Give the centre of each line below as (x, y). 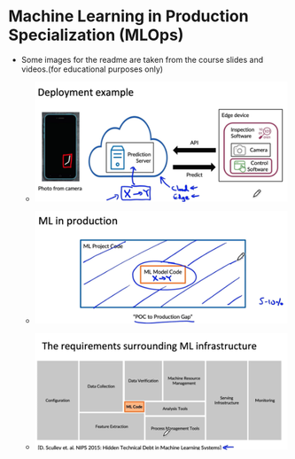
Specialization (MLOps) (96, 35)
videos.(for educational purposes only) (92, 69)
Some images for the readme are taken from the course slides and (142, 59)
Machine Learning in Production (128, 16)
